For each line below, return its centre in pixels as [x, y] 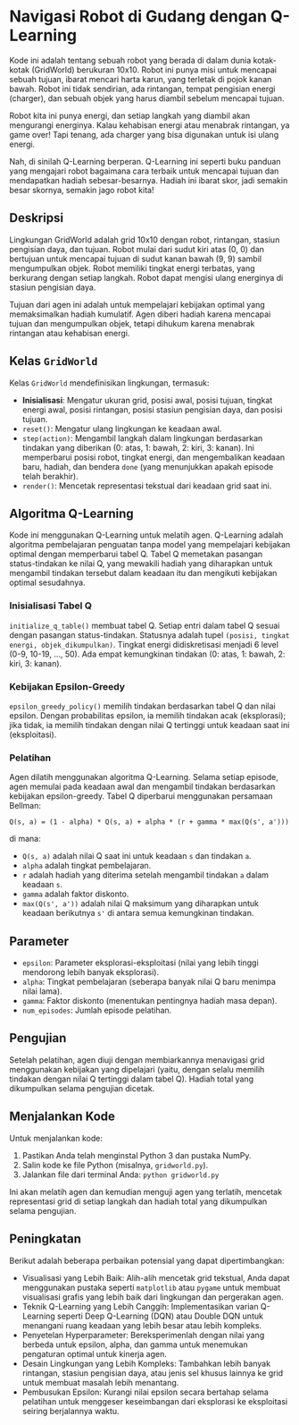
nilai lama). [42, 991]
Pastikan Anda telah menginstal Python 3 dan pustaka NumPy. [137, 1155]
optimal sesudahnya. [48, 582]
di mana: [25, 839]
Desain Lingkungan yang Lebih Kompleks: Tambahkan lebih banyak [146, 1363]
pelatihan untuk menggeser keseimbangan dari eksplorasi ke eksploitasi [155, 1401]
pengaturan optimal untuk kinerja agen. [94, 1353]
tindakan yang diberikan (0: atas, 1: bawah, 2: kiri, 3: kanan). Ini [138, 447]
